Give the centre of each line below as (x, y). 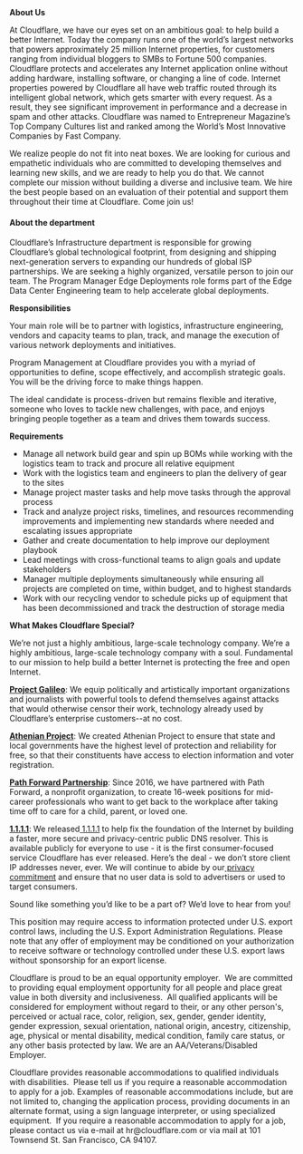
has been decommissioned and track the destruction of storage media (153, 608)
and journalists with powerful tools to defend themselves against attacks (144, 699)
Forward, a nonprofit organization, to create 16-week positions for (132, 792)
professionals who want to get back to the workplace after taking (157, 802)
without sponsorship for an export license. (88, 960)
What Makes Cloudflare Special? (72, 625)
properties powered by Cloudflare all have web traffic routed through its (143, 87)
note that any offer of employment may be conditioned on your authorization (152, 941)
